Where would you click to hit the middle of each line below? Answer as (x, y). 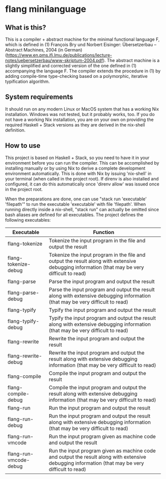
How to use (23, 146)
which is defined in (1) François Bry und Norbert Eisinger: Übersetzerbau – (81, 45)
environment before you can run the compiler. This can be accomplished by (82, 163)
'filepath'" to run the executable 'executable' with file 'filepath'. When (76, 204)
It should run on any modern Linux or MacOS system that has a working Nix (82, 109)
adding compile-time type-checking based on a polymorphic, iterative (76, 76)
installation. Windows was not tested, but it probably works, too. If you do (80, 114)
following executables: (28, 220)
